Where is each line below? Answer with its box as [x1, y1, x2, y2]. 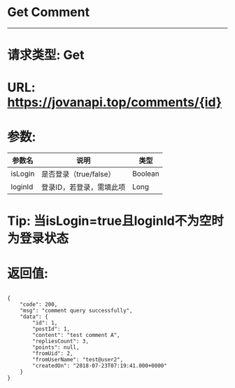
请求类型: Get [7, 47, 85, 63]
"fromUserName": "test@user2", [32, 356, 124, 363]
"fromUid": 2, [32, 350, 73, 357]
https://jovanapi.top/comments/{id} [7, 95, 222, 111]
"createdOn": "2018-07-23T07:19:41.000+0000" [32, 362, 168, 370]
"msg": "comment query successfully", [20, 307, 133, 314]
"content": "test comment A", [32, 332, 120, 339]
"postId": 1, [32, 326, 71, 333]
